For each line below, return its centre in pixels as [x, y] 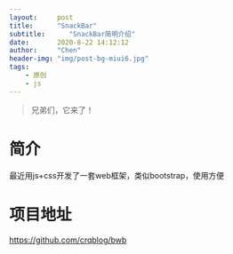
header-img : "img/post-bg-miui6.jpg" [79, 59]
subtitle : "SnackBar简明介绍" [72, 34]
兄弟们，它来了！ [62, 110]
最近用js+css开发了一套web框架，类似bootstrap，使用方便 [117, 175]
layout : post [41, 17]
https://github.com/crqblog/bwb [68, 240]
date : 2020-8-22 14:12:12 [69, 42]
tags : [19, 67]
